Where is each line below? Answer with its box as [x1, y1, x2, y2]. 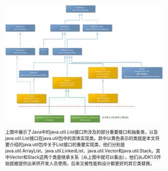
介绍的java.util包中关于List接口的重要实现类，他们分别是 [9, 141, 125, 147]
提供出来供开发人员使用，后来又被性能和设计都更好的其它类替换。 [18, 160, 154, 166]
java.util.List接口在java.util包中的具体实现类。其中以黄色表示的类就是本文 [5, 135, 155, 141]
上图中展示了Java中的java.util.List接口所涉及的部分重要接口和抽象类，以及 [5, 129, 158, 135]
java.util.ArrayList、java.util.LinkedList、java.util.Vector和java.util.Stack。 [5, 147, 156, 153]
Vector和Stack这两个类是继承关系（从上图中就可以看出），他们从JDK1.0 [9, 154, 157, 160]
